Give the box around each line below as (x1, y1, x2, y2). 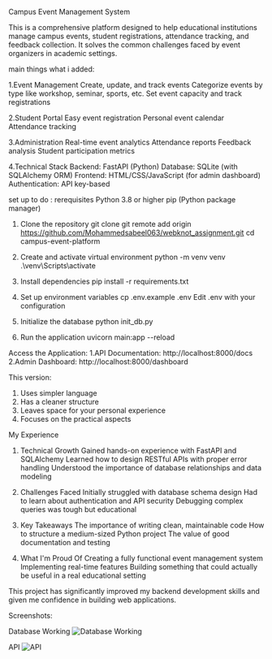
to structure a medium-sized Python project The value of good (19, 529, 230, 539)
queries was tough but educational (19, 505, 136, 514)
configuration (19, 301, 66, 310)
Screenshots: (8, 611, 53, 620)
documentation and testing (19, 538, 111, 547)
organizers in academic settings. (8, 49, 118, 58)
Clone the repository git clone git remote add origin (19, 219, 192, 228)
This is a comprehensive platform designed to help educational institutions (8, 23, 257, 32)
